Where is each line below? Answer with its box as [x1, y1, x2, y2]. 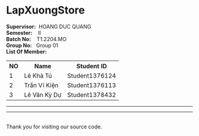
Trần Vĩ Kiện [24, 81, 59, 89]
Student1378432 [67, 91, 117, 99]
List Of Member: [6, 48, 47, 55]
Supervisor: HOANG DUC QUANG [6, 23, 92, 30]
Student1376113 [67, 81, 117, 89]
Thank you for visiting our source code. [6, 123, 102, 130]
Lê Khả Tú [24, 71, 52, 79]
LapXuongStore [6, 4, 85, 17]
